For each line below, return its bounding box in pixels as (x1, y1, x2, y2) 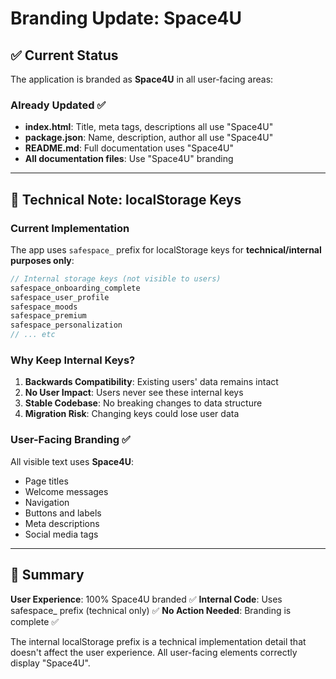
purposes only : (10, 254, 75, 266)
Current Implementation (10, 221, 130, 235)
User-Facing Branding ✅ (10, 433, 131, 447)
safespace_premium (10, 311, 87, 321)
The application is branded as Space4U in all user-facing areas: (10, 73, 274, 85)
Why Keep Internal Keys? (10, 353, 136, 367)
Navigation (24, 496, 70, 508)
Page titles (24, 475, 69, 487)
